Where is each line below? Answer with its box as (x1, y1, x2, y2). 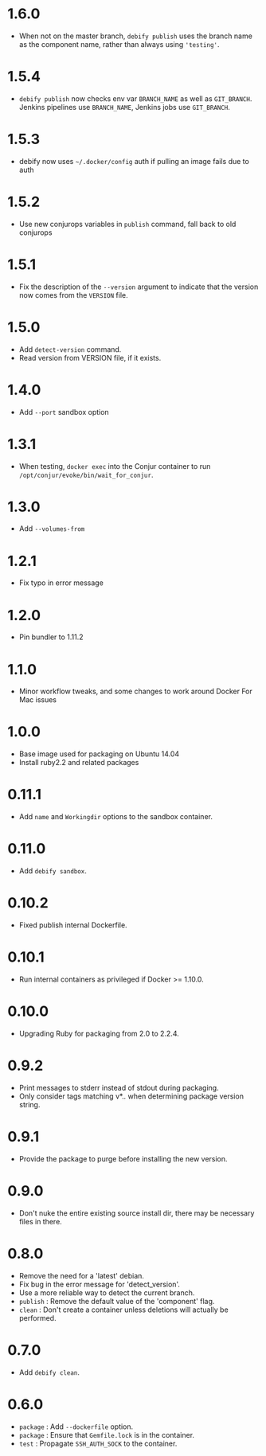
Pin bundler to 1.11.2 (18, 632, 84, 642)
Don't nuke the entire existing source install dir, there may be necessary (18, 1208, 255, 1218)
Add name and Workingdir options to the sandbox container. (18, 812, 213, 822)
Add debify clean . (18, 1367, 80, 1377)
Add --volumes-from (18, 524, 85, 533)
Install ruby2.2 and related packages (18, 758, 139, 767)
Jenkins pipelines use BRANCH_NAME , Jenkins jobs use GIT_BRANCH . (18, 102, 230, 111)
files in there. (18, 1216, 63, 1226)
